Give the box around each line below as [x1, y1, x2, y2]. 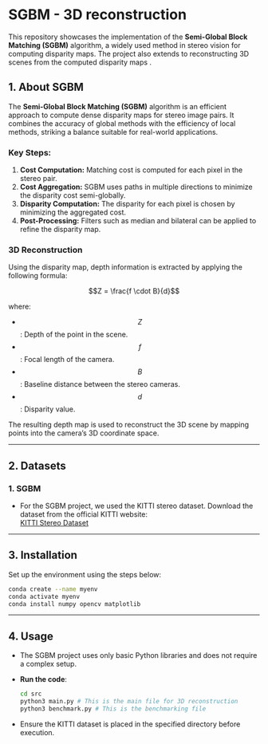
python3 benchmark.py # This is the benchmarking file [19, 705, 207, 713]
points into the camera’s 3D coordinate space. [8, 428, 160, 438]
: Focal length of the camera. [19, 355, 115, 364]
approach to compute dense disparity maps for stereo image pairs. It [8, 110, 235, 120]
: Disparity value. [19, 404, 76, 414]
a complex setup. [19, 659, 77, 669]
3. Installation [8, 549, 78, 562]
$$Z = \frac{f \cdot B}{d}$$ [88, 286, 180, 296]
